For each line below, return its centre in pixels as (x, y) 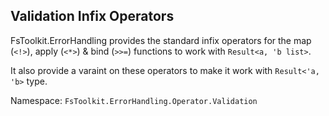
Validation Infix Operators (92, 16)
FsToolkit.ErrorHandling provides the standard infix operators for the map (161, 40)
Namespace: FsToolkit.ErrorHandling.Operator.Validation (134, 100)
